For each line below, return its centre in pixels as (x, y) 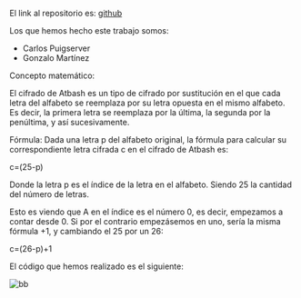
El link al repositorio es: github (66, 13)
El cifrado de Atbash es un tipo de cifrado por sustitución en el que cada (145, 93)
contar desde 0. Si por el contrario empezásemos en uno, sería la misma (145, 221)
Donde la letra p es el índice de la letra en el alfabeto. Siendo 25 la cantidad (151, 184)
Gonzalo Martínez (56, 58)
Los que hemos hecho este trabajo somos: (90, 30)
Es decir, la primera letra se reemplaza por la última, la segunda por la (140, 112)
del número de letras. (49, 194)
